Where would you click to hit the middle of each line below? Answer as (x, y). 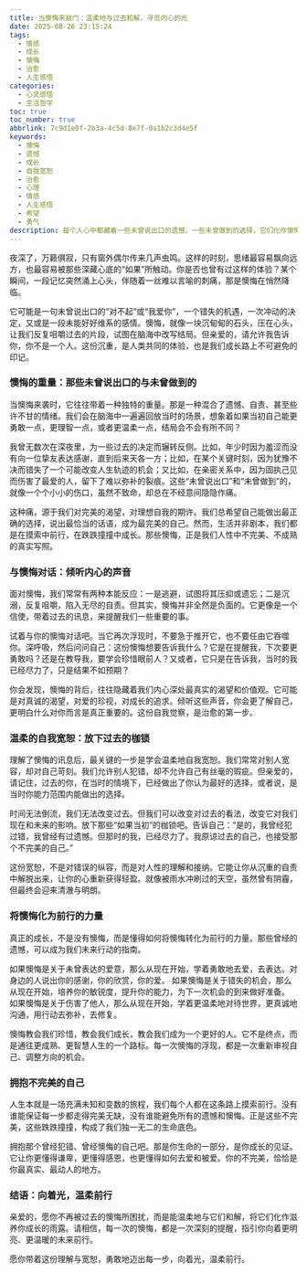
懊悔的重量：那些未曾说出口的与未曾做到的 (103, 383)
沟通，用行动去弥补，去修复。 (65, 1014)
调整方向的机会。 (57, 1056)
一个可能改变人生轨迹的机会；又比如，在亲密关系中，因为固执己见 (173, 469)
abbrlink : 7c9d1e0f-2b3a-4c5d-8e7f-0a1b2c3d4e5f (104, 129)
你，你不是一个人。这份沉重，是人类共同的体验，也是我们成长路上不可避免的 (153, 345)
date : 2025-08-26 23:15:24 (61, 27)
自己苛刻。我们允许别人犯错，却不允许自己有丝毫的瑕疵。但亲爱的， (169, 771)
